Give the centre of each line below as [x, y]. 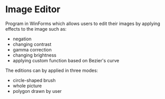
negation [22, 39]
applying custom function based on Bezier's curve [66, 60]
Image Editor [33, 9]
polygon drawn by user [37, 91]
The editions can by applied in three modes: [52, 70]
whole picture [27, 86]
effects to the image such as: [36, 29]
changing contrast [32, 44]
